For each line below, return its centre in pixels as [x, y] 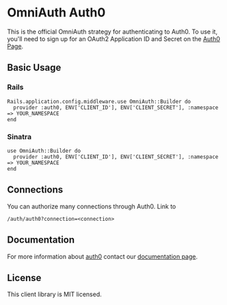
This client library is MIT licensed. [55, 294]
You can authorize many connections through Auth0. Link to [92, 206]
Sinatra [19, 136]
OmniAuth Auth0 [56, 13]
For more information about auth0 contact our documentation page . [103, 256]
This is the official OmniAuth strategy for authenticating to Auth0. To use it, [112, 32]
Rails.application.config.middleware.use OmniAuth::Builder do [99, 101]
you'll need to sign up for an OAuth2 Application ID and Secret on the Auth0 [114, 38]
